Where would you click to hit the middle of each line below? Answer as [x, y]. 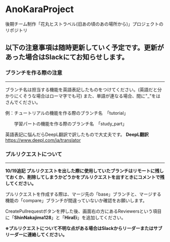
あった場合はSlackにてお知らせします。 [67, 57]
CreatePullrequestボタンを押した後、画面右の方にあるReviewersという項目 [83, 211]
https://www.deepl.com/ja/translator [43, 140]
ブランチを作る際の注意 [34, 73]
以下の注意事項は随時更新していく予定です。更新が [85, 48]
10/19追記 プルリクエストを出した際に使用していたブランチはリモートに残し [84, 171]
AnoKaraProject [40, 9]
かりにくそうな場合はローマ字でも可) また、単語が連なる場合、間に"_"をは [83, 96]
